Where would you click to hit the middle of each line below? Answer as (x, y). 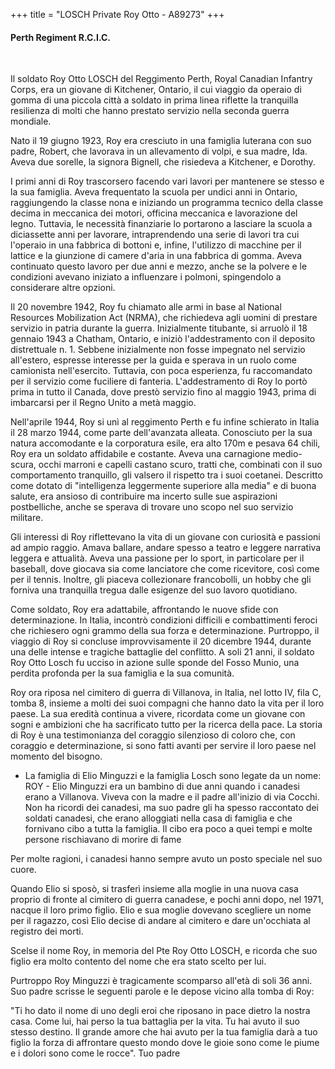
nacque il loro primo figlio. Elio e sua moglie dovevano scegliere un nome (161, 910)
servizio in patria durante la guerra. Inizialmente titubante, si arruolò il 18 (159, 328)
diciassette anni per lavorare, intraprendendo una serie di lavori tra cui (155, 235)
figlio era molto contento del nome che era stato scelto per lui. (138, 961)
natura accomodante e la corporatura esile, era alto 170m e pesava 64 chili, (165, 443)
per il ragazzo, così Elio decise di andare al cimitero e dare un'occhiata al (160, 921)
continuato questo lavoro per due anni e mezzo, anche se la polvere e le (159, 266)
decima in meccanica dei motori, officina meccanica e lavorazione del (154, 213)
